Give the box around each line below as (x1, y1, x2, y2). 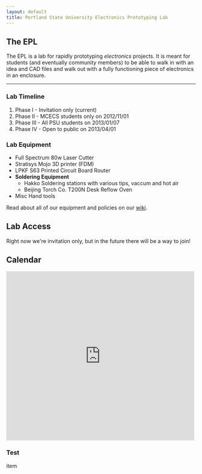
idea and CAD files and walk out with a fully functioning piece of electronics (6, 66, 194, 73)
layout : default (6, 8, 47, 15)
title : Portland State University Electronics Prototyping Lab (6, 14, 168, 20)
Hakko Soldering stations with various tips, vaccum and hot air (23, 179, 179, 186)
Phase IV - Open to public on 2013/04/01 (14, 125, 116, 132)
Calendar (6, 255, 41, 265)
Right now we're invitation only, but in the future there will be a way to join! (6, 237, 191, 244)
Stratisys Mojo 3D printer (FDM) (14, 160, 94, 167)
